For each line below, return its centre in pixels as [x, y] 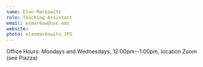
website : [17, 29]
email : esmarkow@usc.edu [38, 23]
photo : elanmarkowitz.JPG [39, 34]
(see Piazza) [22, 58]
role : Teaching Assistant [39, 18]
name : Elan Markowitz [34, 12]
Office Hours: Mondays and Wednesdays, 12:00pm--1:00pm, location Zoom [102, 51]
